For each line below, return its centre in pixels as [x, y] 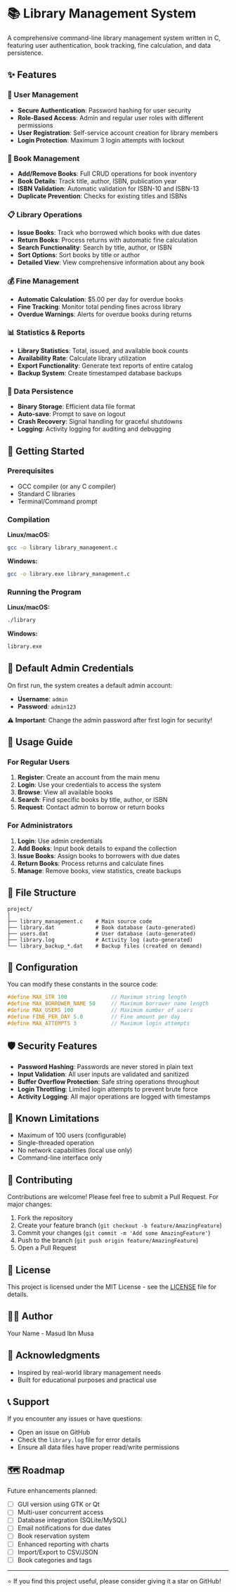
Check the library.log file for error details [79, 1440]
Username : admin [42, 699]
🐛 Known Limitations [53, 1118]
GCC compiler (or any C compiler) [67, 486]
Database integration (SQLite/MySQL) [72, 1520]
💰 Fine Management [43, 281]
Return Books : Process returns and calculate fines [91, 863]
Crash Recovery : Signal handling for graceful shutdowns [100, 422]
